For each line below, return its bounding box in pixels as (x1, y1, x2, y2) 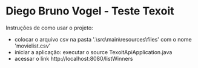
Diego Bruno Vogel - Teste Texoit (5, 4, 174, 18)
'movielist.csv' (14, 42, 51, 49)
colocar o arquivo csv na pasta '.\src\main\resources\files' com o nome (14, 36, 192, 43)
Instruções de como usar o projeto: (5, 24, 93, 31)
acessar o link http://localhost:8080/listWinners (14, 55, 133, 62)
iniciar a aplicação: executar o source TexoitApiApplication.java (14, 48, 173, 55)
